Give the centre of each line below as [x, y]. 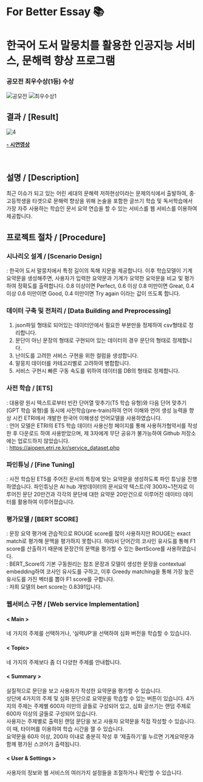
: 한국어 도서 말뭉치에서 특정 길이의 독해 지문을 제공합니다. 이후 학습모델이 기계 [99, 270]
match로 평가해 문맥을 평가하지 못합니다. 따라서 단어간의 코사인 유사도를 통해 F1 [101, 541]
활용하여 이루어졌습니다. [46, 502]
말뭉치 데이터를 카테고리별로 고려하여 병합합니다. [73, 363]
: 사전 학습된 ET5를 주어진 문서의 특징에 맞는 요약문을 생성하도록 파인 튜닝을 [96, 478]
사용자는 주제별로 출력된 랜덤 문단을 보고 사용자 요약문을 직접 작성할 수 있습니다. [101, 721]
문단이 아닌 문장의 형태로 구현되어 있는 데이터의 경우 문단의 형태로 [93, 340]
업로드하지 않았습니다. [43, 441]
